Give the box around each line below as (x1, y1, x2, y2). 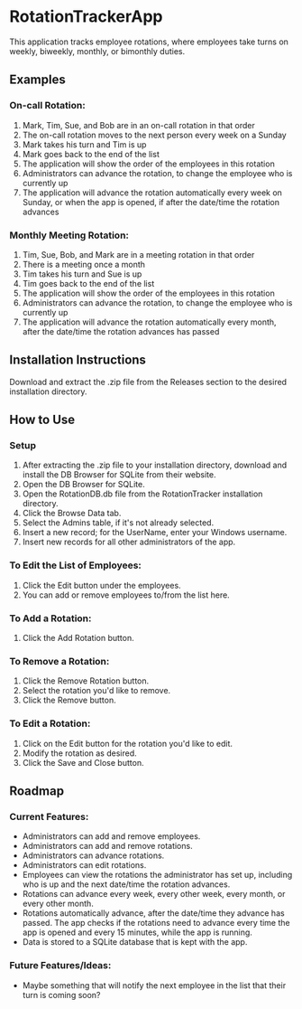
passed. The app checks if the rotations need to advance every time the (22, 918, 290, 929)
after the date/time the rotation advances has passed (22, 325, 220, 336)
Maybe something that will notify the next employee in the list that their (22, 979, 287, 991)
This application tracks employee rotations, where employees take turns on (9, 36, 288, 47)
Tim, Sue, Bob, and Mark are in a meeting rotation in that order (22, 249, 255, 259)
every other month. (22, 898, 95, 910)
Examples (9, 72, 66, 88)
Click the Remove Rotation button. (22, 675, 150, 686)
